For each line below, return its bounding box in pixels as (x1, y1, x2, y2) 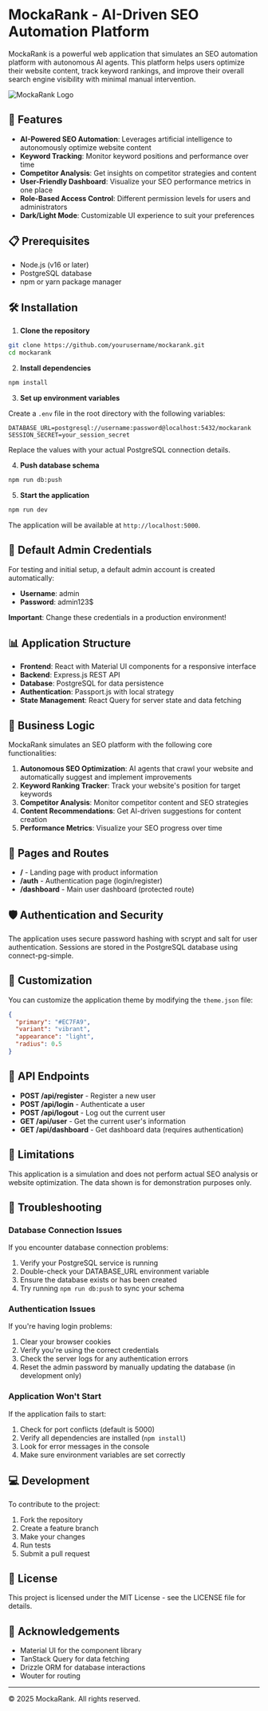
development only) (19, 1371, 82, 1381)
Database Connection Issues (8, 1224, 123, 1235)
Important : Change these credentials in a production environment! (8, 612, 227, 622)
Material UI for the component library (19, 1646, 142, 1655)
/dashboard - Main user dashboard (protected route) (19, 884, 195, 894)
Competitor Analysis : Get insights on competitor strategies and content (19, 168, 257, 177)
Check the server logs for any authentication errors (19, 1354, 189, 1364)
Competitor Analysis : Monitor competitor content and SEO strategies (19, 798, 249, 808)
